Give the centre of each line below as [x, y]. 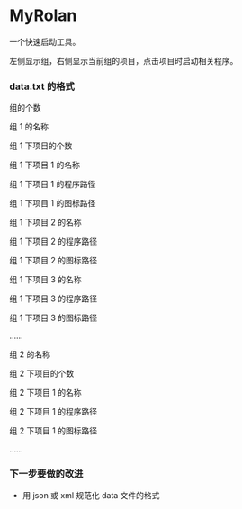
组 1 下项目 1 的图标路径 [53, 203]
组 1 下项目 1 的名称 [45, 165]
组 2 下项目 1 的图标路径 [53, 431]
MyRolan [43, 16]
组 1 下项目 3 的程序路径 [54, 299]
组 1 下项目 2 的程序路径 [53, 241]
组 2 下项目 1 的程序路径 [53, 412]
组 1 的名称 [29, 127]
